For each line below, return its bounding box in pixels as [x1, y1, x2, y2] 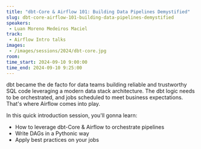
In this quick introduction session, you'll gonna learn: [6, 112, 138, 119]
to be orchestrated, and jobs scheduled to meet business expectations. [6, 94, 183, 101]
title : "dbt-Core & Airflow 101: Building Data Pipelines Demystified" [6, 8, 190, 15]
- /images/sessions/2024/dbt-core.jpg [8, 48, 107, 54]
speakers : [6, 20, 31, 26]
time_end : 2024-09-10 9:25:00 [6, 64, 83, 71]
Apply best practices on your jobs [14, 136, 100, 144]
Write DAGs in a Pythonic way [14, 130, 89, 137]
